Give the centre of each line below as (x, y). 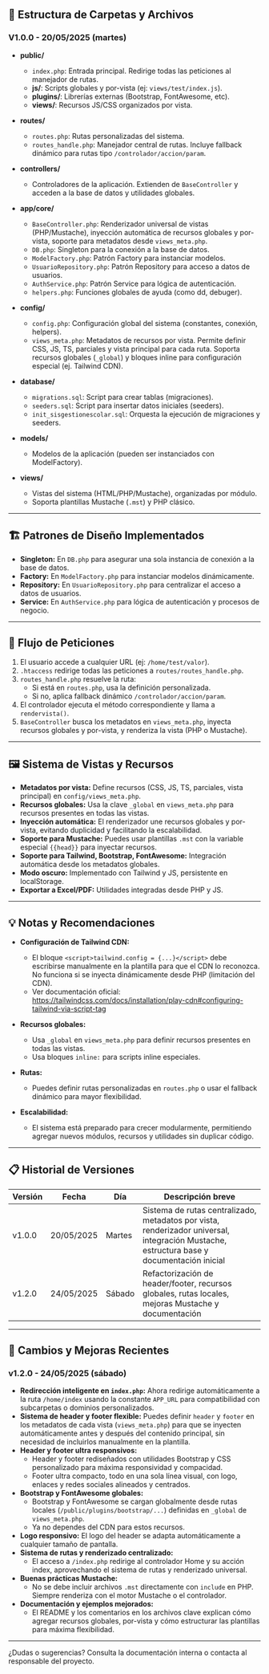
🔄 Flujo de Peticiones (61, 643)
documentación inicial (184, 1260)
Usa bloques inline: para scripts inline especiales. (116, 1057)
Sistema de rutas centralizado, (200, 1210)
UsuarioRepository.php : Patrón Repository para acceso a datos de (141, 267)
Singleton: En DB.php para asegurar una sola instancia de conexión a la (137, 559)
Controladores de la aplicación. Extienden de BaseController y (135, 184)
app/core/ (37, 208)
